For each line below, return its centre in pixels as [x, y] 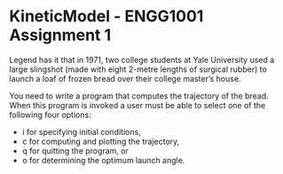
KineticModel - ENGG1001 [106, 16]
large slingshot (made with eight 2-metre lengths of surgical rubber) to [138, 69]
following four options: [50, 115]
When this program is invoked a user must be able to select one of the [138, 105]
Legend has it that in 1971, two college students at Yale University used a [142, 59]
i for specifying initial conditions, [82, 131]
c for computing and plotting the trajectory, [101, 141]
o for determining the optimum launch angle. [103, 160]
